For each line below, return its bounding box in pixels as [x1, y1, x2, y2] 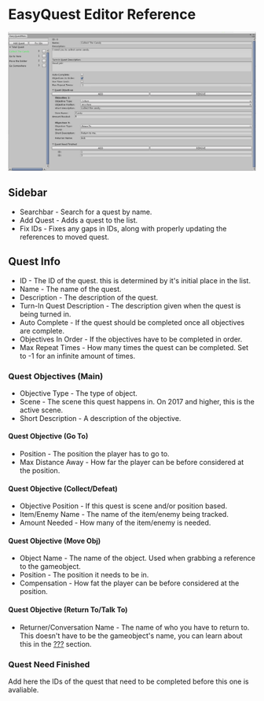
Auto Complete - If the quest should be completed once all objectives [19, 317, 245, 327]
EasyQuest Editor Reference [8, 6, 196, 24]
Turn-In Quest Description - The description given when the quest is [19, 301, 241, 310]
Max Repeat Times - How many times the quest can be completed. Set [19, 342, 249, 352]
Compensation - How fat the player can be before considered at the [19, 578, 240, 588]
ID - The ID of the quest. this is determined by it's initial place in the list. [19, 275, 251, 285]
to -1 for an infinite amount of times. [19, 351, 136, 360]
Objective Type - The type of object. [19, 388, 137, 398]
